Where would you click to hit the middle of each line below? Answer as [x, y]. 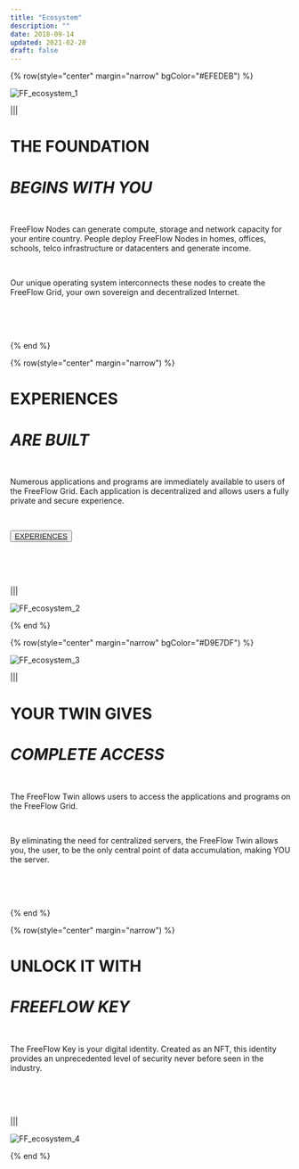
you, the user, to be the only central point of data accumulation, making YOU [150, 850]
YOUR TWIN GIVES [81, 713]
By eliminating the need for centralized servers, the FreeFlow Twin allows [144, 840]
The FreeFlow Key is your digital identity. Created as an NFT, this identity [143, 1049]
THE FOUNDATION [80, 147]
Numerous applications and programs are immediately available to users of [148, 482]
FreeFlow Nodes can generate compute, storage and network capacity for [146, 229]
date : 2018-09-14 [42, 34]
